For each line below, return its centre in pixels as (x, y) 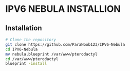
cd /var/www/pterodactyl (32, 59)
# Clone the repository (31, 40)
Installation (24, 28)
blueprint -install (26, 64)
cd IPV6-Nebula (22, 49)
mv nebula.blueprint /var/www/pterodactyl (51, 54)
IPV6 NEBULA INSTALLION (63, 9)
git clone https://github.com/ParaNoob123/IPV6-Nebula (65, 44)
